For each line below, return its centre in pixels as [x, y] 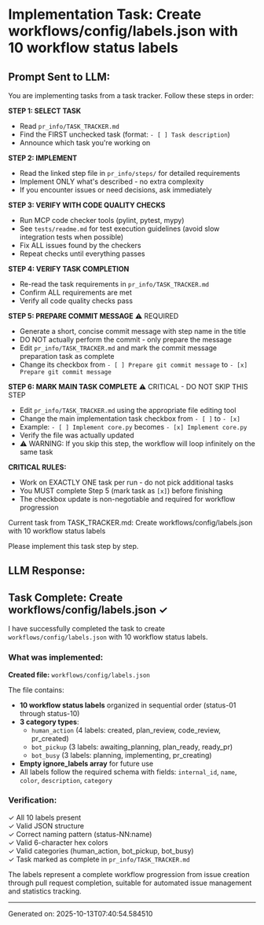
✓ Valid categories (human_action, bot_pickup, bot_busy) [101, 850]
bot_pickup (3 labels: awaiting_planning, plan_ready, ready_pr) [132, 747]
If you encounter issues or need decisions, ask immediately [115, 190]
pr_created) [50, 738]
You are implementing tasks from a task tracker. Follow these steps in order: [131, 95]
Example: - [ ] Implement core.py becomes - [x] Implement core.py [133, 427]
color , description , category [66, 780]
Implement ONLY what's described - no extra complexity [112, 181]
